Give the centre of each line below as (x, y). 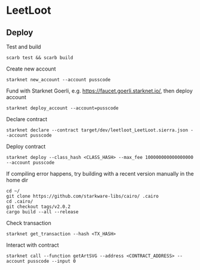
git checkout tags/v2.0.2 (38, 207)
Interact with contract (33, 245)
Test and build (24, 47)
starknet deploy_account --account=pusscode (62, 108)
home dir (17, 180)
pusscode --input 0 (52, 261)
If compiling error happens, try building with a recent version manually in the (100, 174)
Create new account (31, 69)
